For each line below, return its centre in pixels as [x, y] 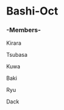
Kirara [14, 43]
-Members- [24, 30]
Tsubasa [17, 55]
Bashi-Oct [32, 11]
